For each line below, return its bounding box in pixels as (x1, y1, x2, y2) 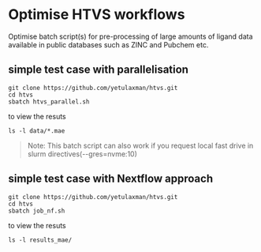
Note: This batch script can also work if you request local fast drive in (27, 141, 254, 150)
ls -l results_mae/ (8, 235, 73, 244)
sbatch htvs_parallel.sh (8, 97, 90, 106)
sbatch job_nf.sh (8, 207, 65, 215)
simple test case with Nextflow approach (8, 172, 214, 186)
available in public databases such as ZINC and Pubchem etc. (8, 39, 209, 49)
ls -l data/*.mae (8, 126, 65, 135)
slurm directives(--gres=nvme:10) (27, 149, 138, 159)
